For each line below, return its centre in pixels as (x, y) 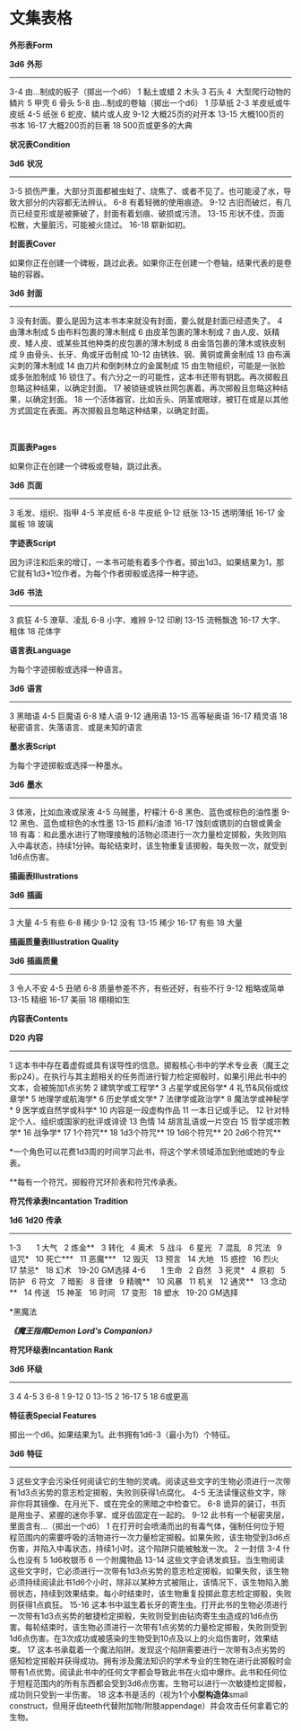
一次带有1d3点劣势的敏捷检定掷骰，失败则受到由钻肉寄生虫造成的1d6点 (140, 1616)
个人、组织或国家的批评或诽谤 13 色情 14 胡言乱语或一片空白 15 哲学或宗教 (153, 1121)
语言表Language (40, 650)
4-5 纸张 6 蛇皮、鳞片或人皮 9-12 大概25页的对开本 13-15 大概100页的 (155, 114)
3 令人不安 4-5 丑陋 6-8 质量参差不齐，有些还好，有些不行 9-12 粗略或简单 (147, 988)
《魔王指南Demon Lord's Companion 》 (81, 1330)
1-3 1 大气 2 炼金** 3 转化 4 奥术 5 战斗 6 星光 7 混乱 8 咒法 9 (146, 1247)
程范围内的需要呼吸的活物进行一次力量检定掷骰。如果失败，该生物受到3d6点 (150, 1537)
